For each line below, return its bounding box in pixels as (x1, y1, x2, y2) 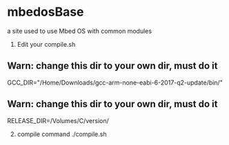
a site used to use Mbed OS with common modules (7, 27, 152, 35)
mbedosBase (7, 4, 84, 20)
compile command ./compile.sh (17, 130, 107, 138)
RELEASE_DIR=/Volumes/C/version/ (7, 116, 109, 124)
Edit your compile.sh (17, 40, 76, 48)
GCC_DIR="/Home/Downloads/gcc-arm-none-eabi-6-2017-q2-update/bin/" (7, 78, 223, 87)
